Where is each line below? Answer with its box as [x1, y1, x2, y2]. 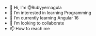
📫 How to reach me [9, 26, 50, 31]
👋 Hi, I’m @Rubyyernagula [9, 5, 62, 10]
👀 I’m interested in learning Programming [9, 10, 92, 16]
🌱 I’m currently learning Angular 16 [9, 15, 79, 20]
